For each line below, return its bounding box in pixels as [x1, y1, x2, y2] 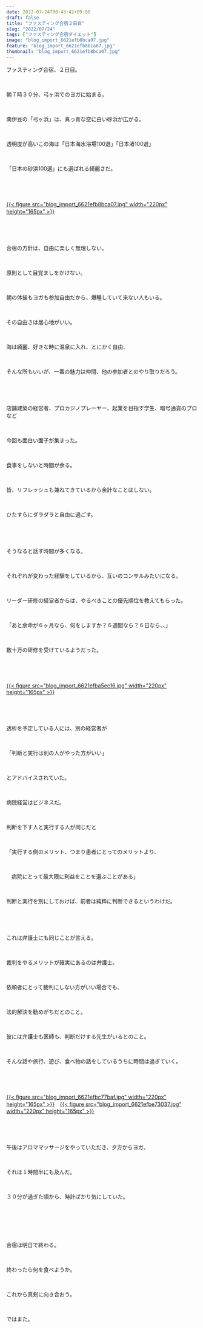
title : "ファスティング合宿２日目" [6, 20, 85, 26]
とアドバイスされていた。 [6, 774, 70, 781]
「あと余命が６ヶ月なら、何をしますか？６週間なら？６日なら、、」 [6, 621, 171, 628]
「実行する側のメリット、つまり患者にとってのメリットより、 [6, 848, 159, 855]
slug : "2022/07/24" [6, 26, 56, 32]
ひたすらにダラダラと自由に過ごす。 [6, 510, 96, 518]
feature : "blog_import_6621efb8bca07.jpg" [6, 43, 115, 49]
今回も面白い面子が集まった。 [6, 436, 81, 444]
